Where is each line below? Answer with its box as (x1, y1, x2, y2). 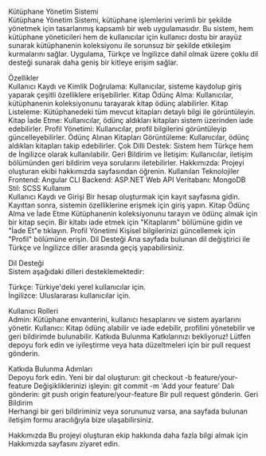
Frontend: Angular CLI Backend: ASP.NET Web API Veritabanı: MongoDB (8, 175, 246, 184)
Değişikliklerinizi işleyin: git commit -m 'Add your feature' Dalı (33, 381, 235, 391)
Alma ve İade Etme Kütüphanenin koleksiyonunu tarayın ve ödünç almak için (8, 209, 258, 218)
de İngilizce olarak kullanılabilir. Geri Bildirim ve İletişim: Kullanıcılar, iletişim (8, 149, 253, 159)
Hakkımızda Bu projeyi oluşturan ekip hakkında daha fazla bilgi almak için (8, 430, 248, 440)
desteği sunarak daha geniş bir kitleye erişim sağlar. (8, 57, 178, 67)
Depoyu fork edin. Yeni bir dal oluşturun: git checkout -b (8, 373, 193, 382)
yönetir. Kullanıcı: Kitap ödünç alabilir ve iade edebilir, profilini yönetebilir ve (8, 323, 256, 332)
